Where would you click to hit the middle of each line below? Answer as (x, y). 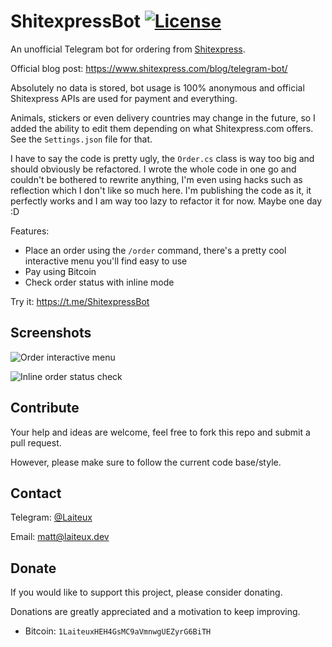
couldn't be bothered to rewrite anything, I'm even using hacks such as (156, 179)
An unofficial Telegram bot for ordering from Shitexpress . (128, 49)
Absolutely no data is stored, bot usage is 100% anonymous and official (157, 87)
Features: (30, 231)
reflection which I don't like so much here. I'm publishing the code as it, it (161, 190)
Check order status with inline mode (99, 282)
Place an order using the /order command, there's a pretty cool (155, 250)
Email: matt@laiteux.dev (60, 537)
